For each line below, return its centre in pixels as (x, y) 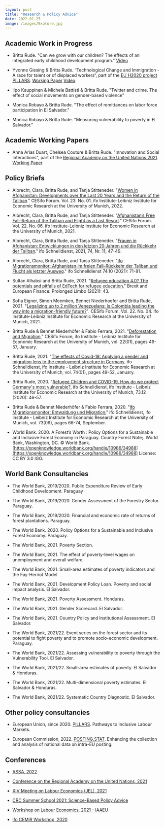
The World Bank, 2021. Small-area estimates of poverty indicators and (83, 569)
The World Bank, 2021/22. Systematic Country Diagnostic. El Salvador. (84, 697)
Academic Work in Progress (49, 43)
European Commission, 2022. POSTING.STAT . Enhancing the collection (85, 739)
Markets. (21, 729)
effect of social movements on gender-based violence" (68, 95)
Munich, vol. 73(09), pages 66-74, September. (59, 422)
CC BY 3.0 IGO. (28, 458)
